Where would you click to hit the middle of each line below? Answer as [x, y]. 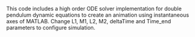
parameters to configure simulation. [51, 27]
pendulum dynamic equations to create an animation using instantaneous [98, 15]
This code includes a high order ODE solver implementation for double [94, 9]
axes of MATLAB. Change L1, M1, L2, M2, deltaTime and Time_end [89, 21]
